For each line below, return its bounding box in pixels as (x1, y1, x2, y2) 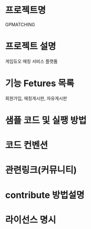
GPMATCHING (5, 21, 35, 28)
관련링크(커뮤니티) (5, 164, 77, 176)
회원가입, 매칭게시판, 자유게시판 (5, 95, 67, 101)
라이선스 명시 (5, 214, 56, 225)
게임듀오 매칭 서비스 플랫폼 (5, 58, 58, 64)
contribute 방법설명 (5, 189, 84, 201)
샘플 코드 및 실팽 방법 (5, 115, 87, 126)
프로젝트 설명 (5, 41, 56, 52)
